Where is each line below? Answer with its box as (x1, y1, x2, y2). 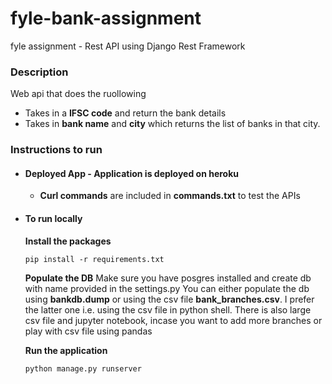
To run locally (24, 212, 83, 224)
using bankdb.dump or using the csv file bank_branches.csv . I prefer (24, 293, 315, 305)
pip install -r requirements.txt (24, 254, 165, 264)
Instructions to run (10, 143, 103, 157)
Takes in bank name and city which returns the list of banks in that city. (24, 118, 321, 130)
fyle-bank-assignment (10, 7, 202, 30)
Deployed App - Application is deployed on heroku (24, 167, 240, 179)
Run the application (24, 344, 108, 356)
